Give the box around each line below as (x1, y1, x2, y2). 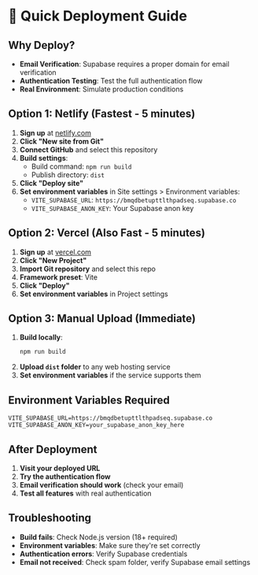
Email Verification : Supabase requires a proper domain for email (19, 59, 230, 69)
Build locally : (19, 332, 63, 342)
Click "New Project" (19, 255, 87, 265)
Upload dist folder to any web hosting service (19, 362, 171, 372)
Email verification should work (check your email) (19, 480, 184, 489)
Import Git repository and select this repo (19, 264, 156, 273)
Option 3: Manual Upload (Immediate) (8, 312, 197, 325)
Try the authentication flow (19, 472, 111, 481)
